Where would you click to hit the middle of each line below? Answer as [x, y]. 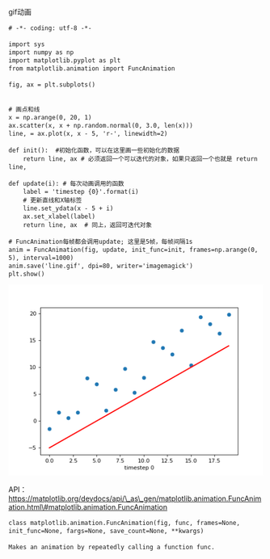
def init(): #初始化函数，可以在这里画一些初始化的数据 [94, 150]
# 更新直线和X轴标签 [53, 200]
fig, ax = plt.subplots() [52, 85]
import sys [27, 44]
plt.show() [27, 274]
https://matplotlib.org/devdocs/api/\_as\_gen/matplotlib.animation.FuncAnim [135, 498]
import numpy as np [41, 53]
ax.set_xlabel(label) [59, 216]
